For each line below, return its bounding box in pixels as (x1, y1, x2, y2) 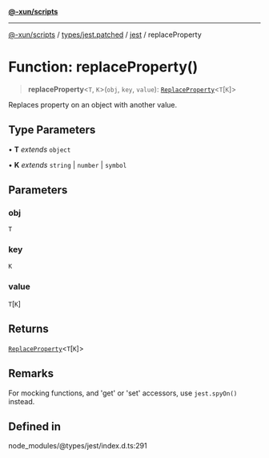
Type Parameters (8, 124, 96, 137)
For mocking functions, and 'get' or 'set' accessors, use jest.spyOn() (8, 388, 238, 398)
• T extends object (8, 144, 71, 154)
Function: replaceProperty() (8, 58, 199, 76)
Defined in (8, 420, 62, 434)
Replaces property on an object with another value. (8, 99, 178, 109)
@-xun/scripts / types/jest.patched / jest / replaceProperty (8, 30, 202, 39)
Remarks (8, 367, 54, 380)
